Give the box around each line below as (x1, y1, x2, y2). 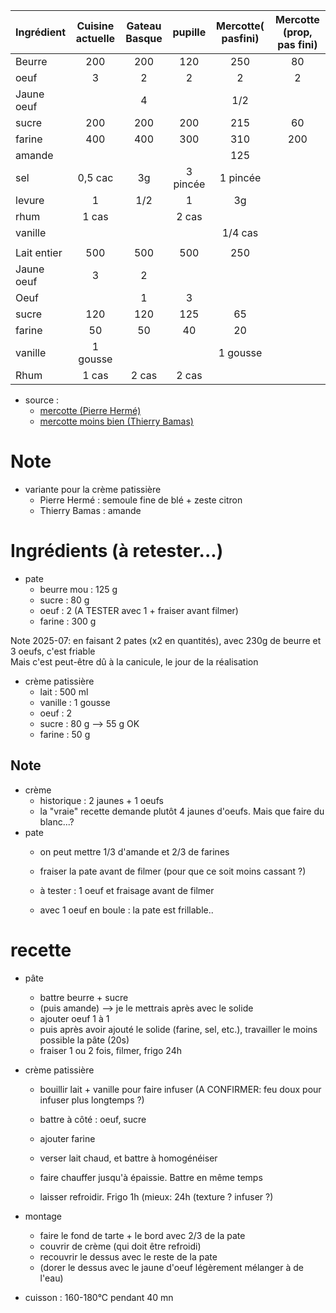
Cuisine (76, 19, 115, 33)
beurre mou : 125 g (39, 583, 118, 595)
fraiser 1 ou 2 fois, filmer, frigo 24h (39, 1044, 182, 1056)
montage (24, 1210, 62, 1222)
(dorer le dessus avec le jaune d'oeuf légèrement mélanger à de (39, 1261, 304, 1273)
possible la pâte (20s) (39, 1034, 130, 1046)
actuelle (75, 32, 116, 45)
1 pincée (219, 171, 262, 184)
